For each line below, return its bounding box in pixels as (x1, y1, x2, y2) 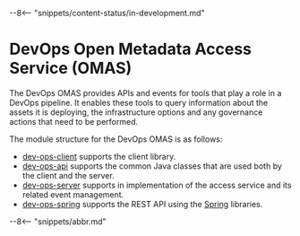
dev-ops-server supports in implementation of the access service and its (21, 179, 292, 190)
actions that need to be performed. (9, 116, 139, 127)
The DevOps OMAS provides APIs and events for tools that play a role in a (9, 87, 282, 98)
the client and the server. (21, 170, 115, 180)
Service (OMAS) (9, 58, 133, 79)
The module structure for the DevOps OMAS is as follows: (9, 134, 223, 144)
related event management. (21, 188, 124, 200)
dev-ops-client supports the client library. (21, 151, 176, 162)
